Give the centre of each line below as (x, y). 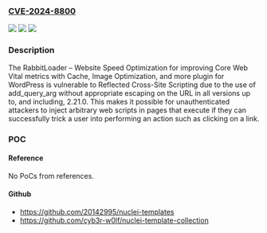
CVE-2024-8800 (42, 11)
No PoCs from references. (51, 176)
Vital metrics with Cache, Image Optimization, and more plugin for (116, 76)
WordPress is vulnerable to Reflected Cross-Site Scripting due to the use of (132, 85)
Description (31, 50)
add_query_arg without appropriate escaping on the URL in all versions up (130, 93)
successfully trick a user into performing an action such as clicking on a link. (134, 118)
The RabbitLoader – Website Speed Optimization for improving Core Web (128, 67)
